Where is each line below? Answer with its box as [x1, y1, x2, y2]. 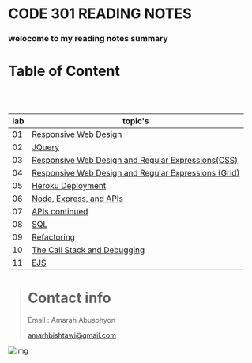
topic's [122, 115, 149, 127]
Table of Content [8, 62, 121, 80]
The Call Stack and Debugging [31, 244, 145, 255]
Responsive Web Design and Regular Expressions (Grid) [31, 168, 240, 179]
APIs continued [31, 206, 88, 217]
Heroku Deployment [31, 180, 107, 191]
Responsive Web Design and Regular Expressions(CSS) [31, 155, 239, 166]
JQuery [31, 142, 60, 153]
